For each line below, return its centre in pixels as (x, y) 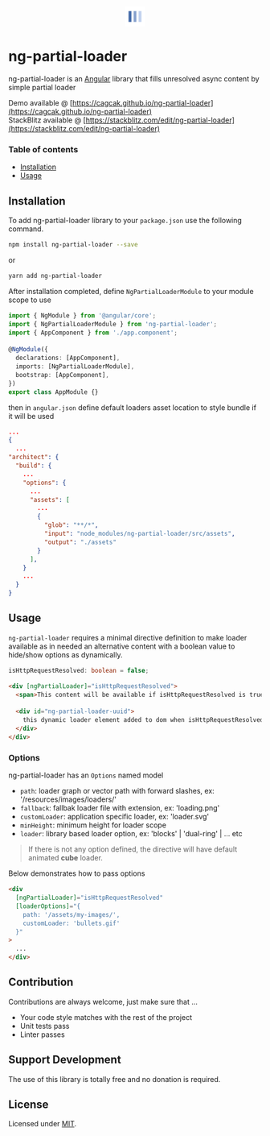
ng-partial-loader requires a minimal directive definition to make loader (128, 637)
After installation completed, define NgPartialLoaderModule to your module (131, 291)
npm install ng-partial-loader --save (73, 245)
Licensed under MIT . (43, 1124)
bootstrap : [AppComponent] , (63, 375)
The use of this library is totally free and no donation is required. (115, 1079)
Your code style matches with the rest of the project (106, 1017)
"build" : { (34, 466)
